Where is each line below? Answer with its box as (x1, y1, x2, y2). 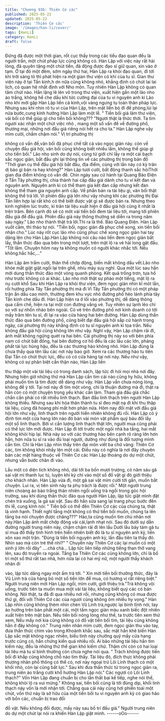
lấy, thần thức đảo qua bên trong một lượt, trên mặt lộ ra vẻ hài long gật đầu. (5, 239, 159, 246)
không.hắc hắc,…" (5, 250, 42, 256)
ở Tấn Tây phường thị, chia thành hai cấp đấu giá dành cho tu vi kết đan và (5, 177, 156, 183)
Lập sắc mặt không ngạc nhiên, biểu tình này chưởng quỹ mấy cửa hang (5, 633, 151, 639)
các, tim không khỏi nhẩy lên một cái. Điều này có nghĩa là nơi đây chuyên (5, 447, 155, 453)
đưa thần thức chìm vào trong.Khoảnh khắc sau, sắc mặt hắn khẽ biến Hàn (5, 628, 156, 634)
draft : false (5, 39, 32, 44)
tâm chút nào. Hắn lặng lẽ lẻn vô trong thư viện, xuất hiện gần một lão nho (5, 89, 155, 95)
